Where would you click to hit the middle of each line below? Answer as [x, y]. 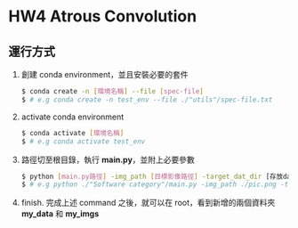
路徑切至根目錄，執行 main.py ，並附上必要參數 [108, 159]
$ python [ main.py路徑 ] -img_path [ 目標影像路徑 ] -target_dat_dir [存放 [152, 176]
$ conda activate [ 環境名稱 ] [72, 133]
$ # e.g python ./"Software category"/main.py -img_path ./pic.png [149, 184]
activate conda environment [72, 117]
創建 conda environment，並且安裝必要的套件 [105, 74]
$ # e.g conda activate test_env [83, 141]
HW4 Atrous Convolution [103, 16]
